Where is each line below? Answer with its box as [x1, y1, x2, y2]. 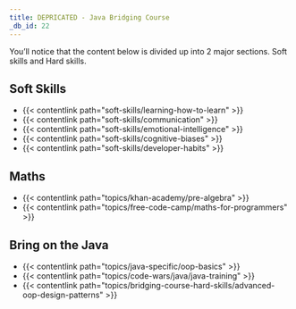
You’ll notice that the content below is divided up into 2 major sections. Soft [9, 46, 288, 56]
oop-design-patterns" [21, 289, 104, 300]
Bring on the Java [9, 238, 109, 253]
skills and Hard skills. [9, 55, 87, 66]
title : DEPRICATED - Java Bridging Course [9, 13, 170, 22]
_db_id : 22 [9, 21, 50, 30]
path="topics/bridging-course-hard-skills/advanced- [79, 280, 275, 290]
